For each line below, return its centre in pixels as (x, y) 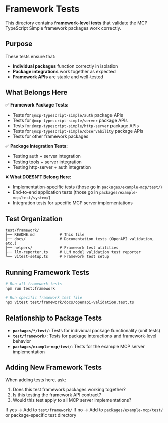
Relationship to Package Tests (54, 318)
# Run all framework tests (34, 284)
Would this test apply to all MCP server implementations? (72, 400)
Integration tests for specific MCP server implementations (72, 203)
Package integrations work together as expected (64, 71)
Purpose (19, 44)
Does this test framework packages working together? (69, 390)
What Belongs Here (36, 93)
